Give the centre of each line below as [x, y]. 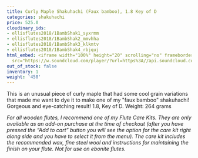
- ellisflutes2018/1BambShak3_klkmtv [53, 45]
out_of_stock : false [32, 66]
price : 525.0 [23, 22]
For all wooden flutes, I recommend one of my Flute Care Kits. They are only [99, 117]
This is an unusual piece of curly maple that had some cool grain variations [98, 94]
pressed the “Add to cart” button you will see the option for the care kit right [99, 130]
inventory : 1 [23, 72]
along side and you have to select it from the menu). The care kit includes [96, 136]
